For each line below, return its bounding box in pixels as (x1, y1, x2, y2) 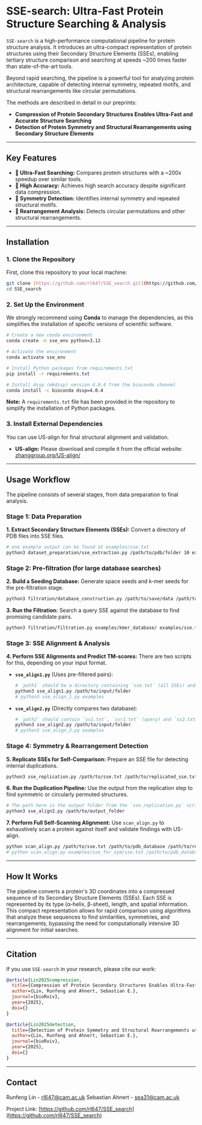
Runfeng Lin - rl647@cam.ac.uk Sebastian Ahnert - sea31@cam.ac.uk (6, 1094, 180, 1101)
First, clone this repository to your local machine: (6, 269, 127, 276)
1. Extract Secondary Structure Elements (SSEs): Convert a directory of (6, 526, 186, 533)
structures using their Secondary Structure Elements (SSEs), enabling (6, 49, 179, 57)
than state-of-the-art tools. (6, 62, 73, 70)
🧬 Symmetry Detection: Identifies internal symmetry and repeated (14, 194, 180, 202)
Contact (6, 1077, 37, 1088)
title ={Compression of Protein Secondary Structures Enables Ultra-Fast (11, 983, 198, 989)
